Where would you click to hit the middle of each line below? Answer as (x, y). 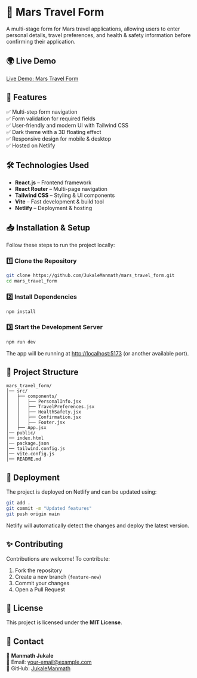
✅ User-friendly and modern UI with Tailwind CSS (67, 125)
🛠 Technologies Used (48, 165)
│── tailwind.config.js (36, 449)
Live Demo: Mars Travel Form (42, 78)
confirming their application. (41, 41)
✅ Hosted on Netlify (31, 145)
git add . (19, 503)
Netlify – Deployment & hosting (53, 208)
